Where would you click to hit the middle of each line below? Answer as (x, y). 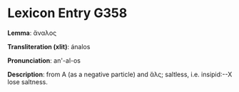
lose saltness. (27, 82)
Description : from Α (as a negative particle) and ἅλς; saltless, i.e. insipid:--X (120, 74)
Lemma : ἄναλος (32, 33)
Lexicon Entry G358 (67, 13)
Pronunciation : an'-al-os (44, 60)
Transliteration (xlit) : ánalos (49, 46)
